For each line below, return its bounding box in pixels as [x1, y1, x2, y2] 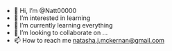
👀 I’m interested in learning [13, 14, 91, 22]
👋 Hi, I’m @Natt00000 [13, 7, 77, 14]
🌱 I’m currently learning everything [13, 21, 113, 29]
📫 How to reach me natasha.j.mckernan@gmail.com [13, 37, 165, 44]
